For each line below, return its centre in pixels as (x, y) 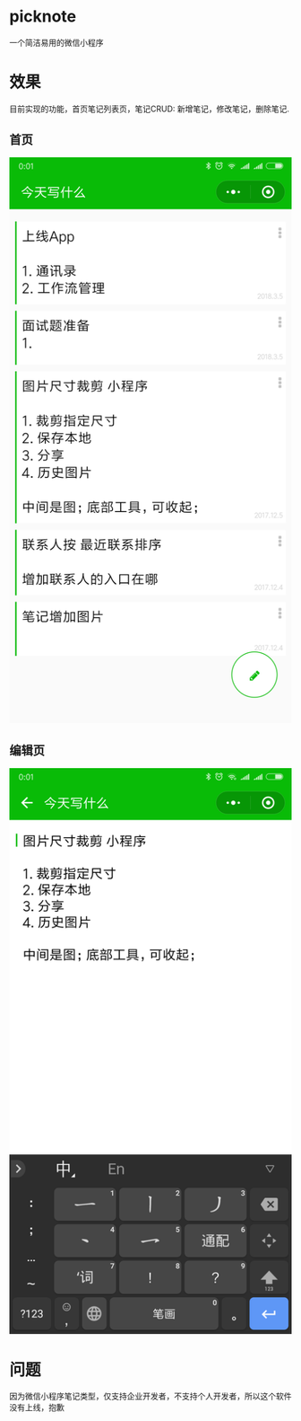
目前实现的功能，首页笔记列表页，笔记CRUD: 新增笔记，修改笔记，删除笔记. (149, 109)
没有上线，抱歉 (37, 1408)
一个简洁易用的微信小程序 (56, 42)
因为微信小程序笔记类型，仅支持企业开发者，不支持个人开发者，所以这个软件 (150, 1396)
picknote (43, 17)
